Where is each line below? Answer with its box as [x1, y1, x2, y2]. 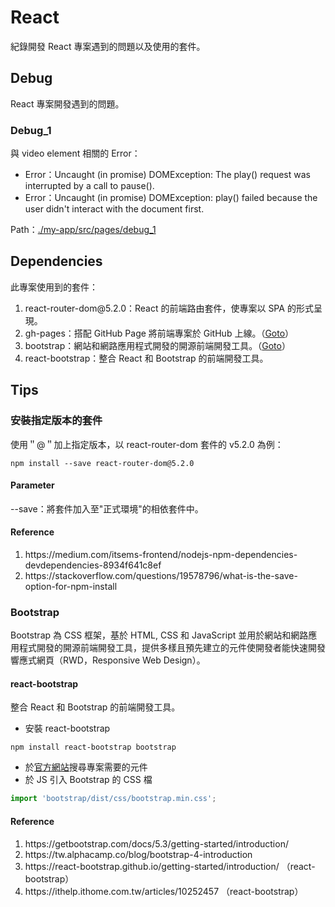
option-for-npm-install [24, 580, 118, 592]
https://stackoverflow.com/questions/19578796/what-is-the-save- [24, 569, 298, 581]
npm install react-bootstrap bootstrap [10, 742, 177, 753]
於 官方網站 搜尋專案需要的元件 [24, 761, 148, 773]
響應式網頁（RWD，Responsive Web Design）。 [10, 654, 206, 666]
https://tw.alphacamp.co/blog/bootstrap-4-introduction [24, 848, 253, 860]
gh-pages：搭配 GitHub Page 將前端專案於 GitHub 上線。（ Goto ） [24, 327, 295, 339]
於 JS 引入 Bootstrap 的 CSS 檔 [24, 774, 153, 786]
